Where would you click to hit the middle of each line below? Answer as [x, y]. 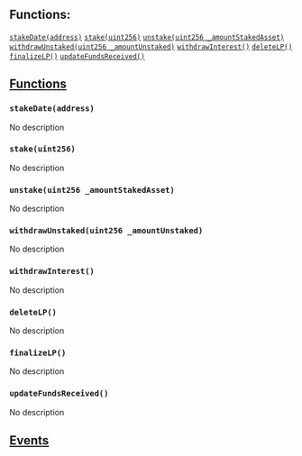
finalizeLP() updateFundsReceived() [78, 56]
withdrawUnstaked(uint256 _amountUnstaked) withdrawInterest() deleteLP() [151, 47]
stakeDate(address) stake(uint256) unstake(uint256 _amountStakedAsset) [147, 37]
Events [29, 440]
